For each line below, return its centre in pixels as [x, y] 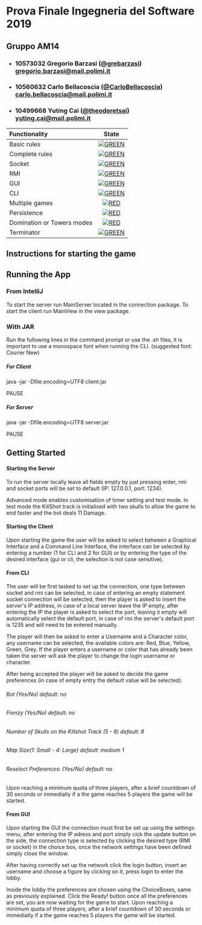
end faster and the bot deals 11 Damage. [56, 513]
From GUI [18, 814]
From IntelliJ [25, 291]
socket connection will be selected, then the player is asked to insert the [96, 599]
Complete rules [31, 154]
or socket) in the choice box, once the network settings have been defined [99, 847]
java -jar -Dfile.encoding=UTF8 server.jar [58, 422]
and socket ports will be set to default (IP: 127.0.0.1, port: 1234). [84, 488]
